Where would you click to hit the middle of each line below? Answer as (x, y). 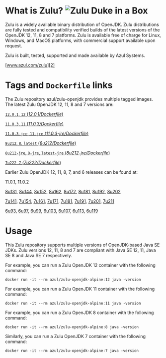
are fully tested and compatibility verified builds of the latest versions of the (83, 29)
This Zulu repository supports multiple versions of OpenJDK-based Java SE (83, 245)
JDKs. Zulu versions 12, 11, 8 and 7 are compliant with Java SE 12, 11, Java (81, 250)
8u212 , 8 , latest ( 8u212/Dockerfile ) (41, 143)
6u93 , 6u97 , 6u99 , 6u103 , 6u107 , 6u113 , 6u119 (52, 211)
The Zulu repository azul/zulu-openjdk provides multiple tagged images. (79, 99)
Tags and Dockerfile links (59, 85)
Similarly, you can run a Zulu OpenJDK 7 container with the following (75, 336)
